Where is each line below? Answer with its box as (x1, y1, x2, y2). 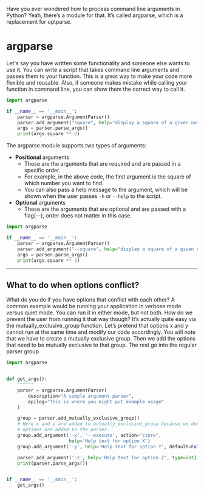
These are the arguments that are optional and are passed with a (24, 205, 186, 213)
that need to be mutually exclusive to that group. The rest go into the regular (6, 341, 197, 349)
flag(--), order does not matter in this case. (24, 212, 132, 219)
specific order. (24, 167, 61, 174)
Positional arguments (15, 153, 70, 161)
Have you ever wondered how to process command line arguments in (6, 5, 180, 12)
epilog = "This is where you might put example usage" (28, 398, 165, 404)
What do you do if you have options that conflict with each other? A (6, 296, 175, 303)
